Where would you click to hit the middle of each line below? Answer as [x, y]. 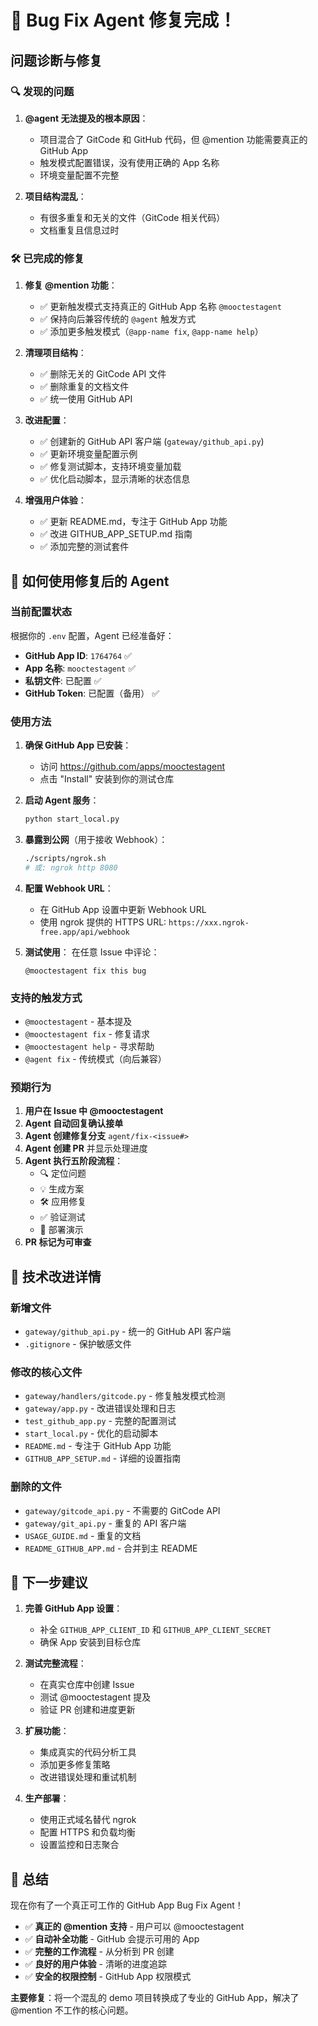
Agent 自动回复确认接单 [74, 1123]
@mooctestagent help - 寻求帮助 [89, 1047]
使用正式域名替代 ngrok [88, 1820]
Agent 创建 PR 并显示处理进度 [86, 1148]
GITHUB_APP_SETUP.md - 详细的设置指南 [103, 1458]
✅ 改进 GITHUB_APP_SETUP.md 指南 [116, 534]
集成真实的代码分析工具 [88, 1752]
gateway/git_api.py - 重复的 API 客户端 [105, 1523]
